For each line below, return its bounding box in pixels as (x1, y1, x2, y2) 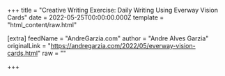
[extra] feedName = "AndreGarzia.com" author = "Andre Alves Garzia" (7, 34, 209, 43)
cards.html (7, 49, 38, 57)
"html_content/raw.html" (7, 21, 77, 29)
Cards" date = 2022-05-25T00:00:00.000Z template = (7, 13, 164, 22)
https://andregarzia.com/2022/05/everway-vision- (50, 42, 196, 50)
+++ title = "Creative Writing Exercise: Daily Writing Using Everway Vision (7, 6, 218, 14)
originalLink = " (7, 42, 51, 50)
